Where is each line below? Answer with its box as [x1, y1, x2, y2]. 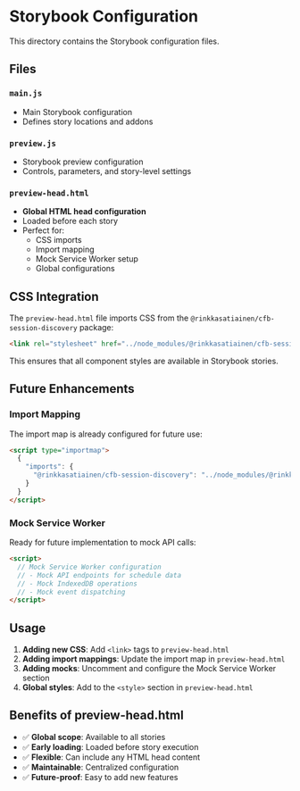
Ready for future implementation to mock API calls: [9, 537, 196, 548]
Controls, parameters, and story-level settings [21, 165, 192, 176]
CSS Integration [9, 288, 100, 304]
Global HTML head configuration [21, 206, 146, 217]
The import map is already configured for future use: [9, 429, 203, 439]
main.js [9, 88, 43, 99]
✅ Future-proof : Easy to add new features [21, 771, 179, 782]
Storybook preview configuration [21, 156, 144, 167]
